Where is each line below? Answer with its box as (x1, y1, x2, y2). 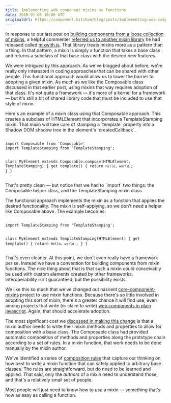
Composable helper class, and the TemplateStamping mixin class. (5, 188, 144, 194)
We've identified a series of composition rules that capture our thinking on (5, 355, 161, 361)
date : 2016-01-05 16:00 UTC (5, 12, 65, 17)
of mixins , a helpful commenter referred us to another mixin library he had (5, 36, 160, 42)
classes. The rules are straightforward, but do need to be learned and (5, 366, 151, 372)
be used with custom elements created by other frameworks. (5, 271, 133, 277)
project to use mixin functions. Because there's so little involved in (20, 292, 159, 298)
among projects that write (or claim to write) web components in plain (5, 303, 151, 309)
